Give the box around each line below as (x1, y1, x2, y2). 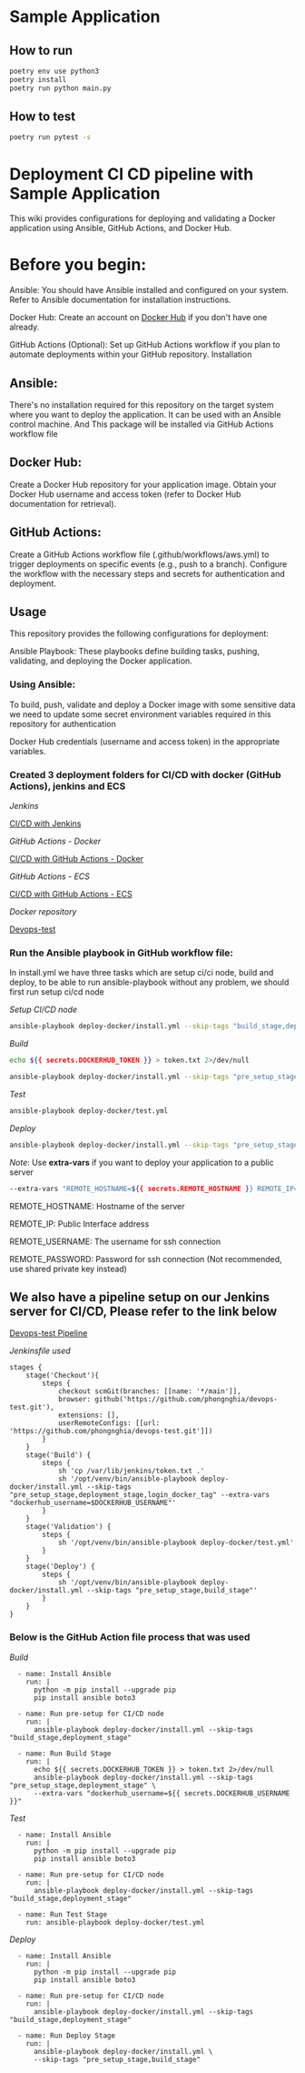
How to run (9, 43, 74, 58)
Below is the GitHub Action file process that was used (9, 1631, 251, 1643)
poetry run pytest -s (9, 133, 92, 142)
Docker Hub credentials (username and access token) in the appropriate (9, 735, 280, 747)
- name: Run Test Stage (17, 1909, 107, 1919)
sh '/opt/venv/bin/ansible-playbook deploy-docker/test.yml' (57, 1538, 295, 1548)
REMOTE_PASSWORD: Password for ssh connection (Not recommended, (9, 1253, 283, 1264)
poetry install (9, 75, 67, 84)
